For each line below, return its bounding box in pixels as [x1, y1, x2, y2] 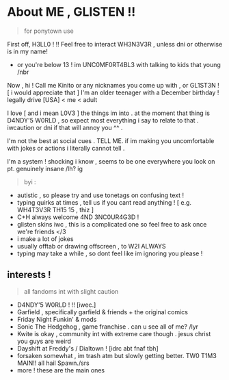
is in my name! [7, 47, 48, 55]
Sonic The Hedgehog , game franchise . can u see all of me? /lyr [16, 322, 199, 331]
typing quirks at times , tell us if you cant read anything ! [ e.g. [16, 198, 192, 206]
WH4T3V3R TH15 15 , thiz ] [16, 205, 94, 214]
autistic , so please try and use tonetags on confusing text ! [16, 191, 185, 199]
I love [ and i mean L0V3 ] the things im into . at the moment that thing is [7, 109, 211, 117]
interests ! [7, 269, 51, 281]
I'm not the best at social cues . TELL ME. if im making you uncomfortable [7, 136, 215, 144]
